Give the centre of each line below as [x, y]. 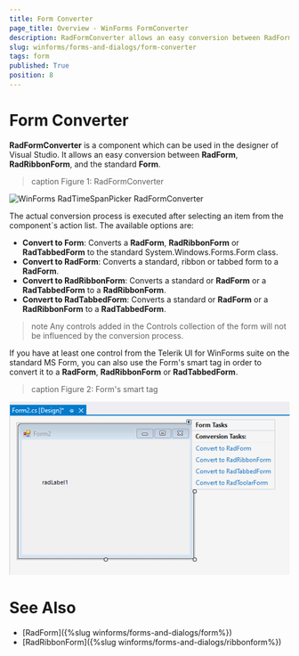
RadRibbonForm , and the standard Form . [85, 164]
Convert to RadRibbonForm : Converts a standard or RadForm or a [144, 280]
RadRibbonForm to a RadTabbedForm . [94, 308]
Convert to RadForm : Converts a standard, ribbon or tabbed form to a [150, 261]
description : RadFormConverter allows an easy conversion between [135, 37]
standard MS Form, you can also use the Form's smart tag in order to [136, 362]
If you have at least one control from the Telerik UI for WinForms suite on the [149, 353]
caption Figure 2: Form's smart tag [94, 389]
